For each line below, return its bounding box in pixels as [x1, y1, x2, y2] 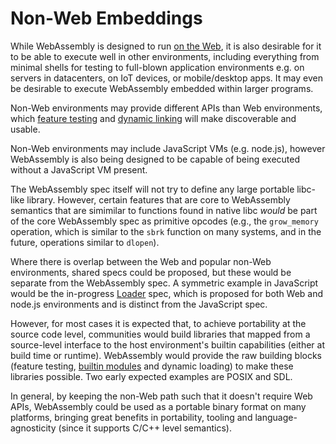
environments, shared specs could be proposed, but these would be [10, 266, 292, 278]
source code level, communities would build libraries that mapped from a [10, 328, 311, 340]
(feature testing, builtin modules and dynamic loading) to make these [10, 360, 294, 372]
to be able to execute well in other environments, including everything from [10, 50, 320, 62]
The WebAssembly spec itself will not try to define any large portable [10, 183, 295, 195]
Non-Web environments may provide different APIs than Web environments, [10, 102, 323, 114]
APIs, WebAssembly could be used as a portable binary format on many [10, 400, 307, 412]
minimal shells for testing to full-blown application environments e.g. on [10, 61, 305, 73]
